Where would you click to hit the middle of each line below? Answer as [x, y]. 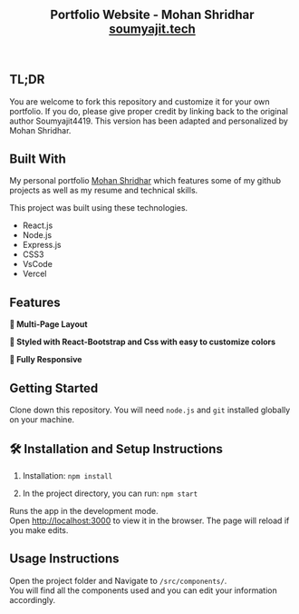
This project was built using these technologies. [99, 208]
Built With [38, 159]
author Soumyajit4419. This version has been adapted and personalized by [149, 121]
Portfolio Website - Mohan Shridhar [152, 15]
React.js [38, 225]
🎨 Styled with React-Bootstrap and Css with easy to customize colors [143, 342]
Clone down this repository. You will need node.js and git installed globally [150, 410]
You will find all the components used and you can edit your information [144, 590]
